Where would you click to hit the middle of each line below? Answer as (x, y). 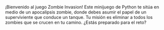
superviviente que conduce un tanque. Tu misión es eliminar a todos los (79, 17)
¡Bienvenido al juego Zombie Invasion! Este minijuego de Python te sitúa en (82, 7)
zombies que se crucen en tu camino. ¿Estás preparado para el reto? (76, 22)
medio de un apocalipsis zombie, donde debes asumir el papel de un (76, 12)
